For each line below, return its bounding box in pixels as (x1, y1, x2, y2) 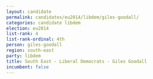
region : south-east (6, 48, 55, 53)
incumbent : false (6, 64, 49, 70)
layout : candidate (6, 8, 52, 15)
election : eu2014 (6, 25, 49, 31)
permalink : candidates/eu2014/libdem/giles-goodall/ (6, 14, 139, 20)
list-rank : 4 (6, 31, 39, 37)
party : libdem (6, 53, 42, 59)
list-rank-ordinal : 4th (6, 36, 65, 42)
